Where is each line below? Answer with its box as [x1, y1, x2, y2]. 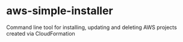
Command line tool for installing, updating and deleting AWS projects [6, 24, 178, 31]
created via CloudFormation [6, 30, 75, 37]
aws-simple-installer [6, 4, 113, 18]
